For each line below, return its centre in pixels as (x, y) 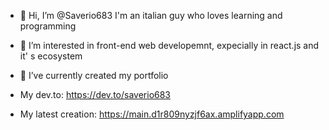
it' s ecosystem (51, 56)
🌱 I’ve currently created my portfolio (94, 75)
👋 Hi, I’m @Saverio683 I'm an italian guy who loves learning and (151, 15)
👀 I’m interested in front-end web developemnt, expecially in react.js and (169, 45)
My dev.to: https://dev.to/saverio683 (95, 94)
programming (48, 26)
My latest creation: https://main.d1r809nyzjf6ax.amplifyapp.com (152, 114)
